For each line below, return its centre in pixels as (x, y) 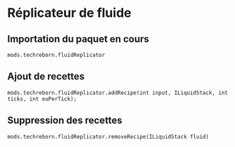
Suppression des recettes (65, 121)
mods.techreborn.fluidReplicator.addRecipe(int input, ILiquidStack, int (118, 93)
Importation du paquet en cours (78, 39)
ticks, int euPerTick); (42, 99)
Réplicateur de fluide (69, 13)
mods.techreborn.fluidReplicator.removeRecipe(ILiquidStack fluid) (108, 136)
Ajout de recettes (46, 76)
